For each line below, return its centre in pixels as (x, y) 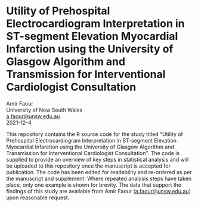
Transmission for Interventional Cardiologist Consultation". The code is (93, 153)
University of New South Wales (44, 110)
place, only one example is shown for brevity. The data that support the (94, 185)
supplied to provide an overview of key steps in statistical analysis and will (98, 159)
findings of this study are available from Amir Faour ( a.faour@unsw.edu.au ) (98, 191)
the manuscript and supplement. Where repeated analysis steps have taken (99, 178)
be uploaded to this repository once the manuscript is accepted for (89, 166)
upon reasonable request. (38, 197)
